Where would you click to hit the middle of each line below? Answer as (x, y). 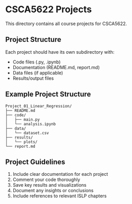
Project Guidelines (35, 162)
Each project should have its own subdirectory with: (60, 52)
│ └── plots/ (21, 142)
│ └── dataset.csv (27, 133)
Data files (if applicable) (38, 73)
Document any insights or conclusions (53, 191)
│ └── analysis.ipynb (31, 124)
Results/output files (33, 78)
